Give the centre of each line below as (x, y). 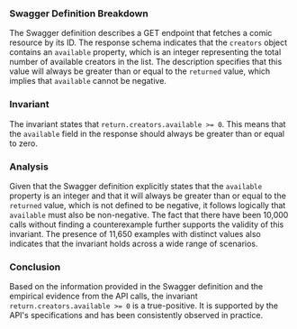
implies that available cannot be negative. (88, 81)
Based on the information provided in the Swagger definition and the (136, 287)
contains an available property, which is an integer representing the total (145, 52)
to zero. (23, 143)
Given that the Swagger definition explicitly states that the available (136, 186)
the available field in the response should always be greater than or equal (147, 133)
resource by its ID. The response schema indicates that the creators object (148, 42)
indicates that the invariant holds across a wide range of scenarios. (134, 243)
